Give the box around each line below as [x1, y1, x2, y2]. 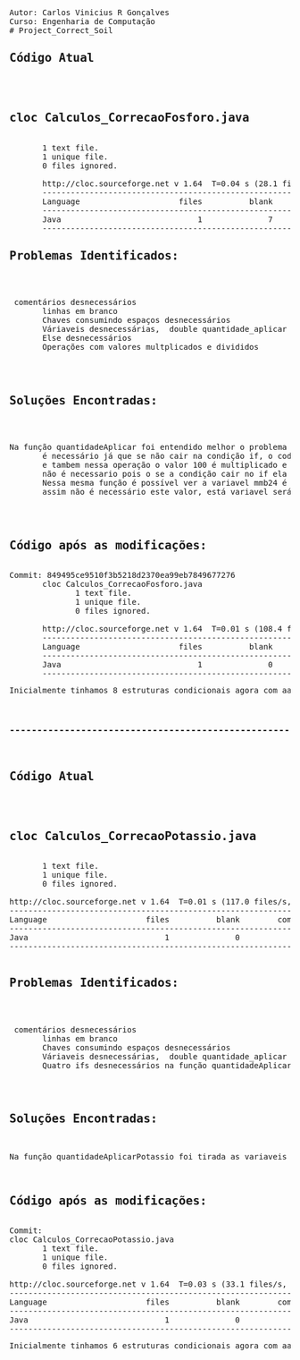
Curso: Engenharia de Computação [9, 17, 156, 26]
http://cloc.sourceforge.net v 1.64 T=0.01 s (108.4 [42, 624, 283, 634]
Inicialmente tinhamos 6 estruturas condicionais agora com [9, 1341, 279, 1351]
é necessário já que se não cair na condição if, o [42, 451, 274, 462]
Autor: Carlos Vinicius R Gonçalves [9, 8, 170, 17]
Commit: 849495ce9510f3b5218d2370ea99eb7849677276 [9, 570, 236, 581]
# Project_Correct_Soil [9, 26, 113, 35]
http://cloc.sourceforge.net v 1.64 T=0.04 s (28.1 [42, 178, 279, 189]
